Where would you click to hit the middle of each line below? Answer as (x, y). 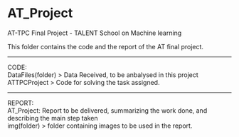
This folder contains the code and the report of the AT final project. (106, 46)
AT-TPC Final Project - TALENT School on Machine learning (95, 33)
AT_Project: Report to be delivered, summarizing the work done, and (107, 110)
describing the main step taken (53, 118)
